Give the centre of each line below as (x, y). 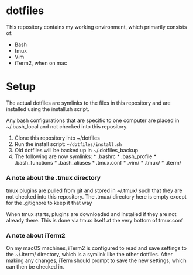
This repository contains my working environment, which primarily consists (96, 27)
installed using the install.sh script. (48, 109)
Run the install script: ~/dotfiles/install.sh (68, 144)
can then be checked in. (35, 267)
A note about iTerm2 (36, 236)
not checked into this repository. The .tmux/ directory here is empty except (96, 197)
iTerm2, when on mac (41, 63)
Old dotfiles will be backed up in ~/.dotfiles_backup (76, 150)
